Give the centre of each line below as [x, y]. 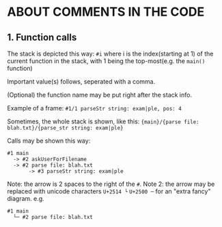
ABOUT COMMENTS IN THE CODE [106, 12]
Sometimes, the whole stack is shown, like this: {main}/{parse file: [103, 121]
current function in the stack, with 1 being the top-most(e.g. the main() [106, 61]
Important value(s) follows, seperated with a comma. [81, 82]
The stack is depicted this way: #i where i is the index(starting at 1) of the [110, 53]
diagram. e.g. [26, 199]
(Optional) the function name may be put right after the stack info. [100, 95]
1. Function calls [42, 37]
